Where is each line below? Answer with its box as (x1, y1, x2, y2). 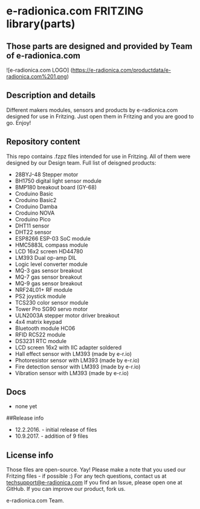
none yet (15, 403, 37, 410)
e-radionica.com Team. (6, 497, 65, 504)
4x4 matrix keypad (15, 318, 62, 325)
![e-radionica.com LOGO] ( (6, 66, 73, 74)
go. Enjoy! (6, 119, 31, 126)
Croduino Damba (15, 203, 58, 210)
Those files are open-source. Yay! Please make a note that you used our (6, 466, 186, 473)
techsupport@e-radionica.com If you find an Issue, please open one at (6, 479, 182, 486)
